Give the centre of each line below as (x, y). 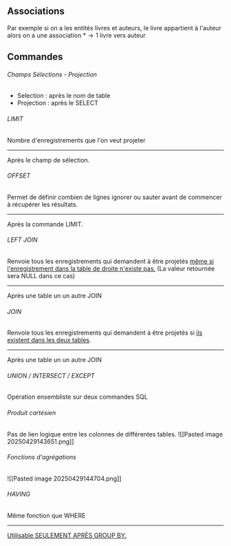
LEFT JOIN (22, 240)
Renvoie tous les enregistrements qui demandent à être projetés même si (111, 262)
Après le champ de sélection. (48, 160)
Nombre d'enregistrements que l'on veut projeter (76, 140)
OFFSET (19, 176)
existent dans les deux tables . (49, 340)
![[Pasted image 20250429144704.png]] (64, 479)
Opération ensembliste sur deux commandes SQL (77, 397)
